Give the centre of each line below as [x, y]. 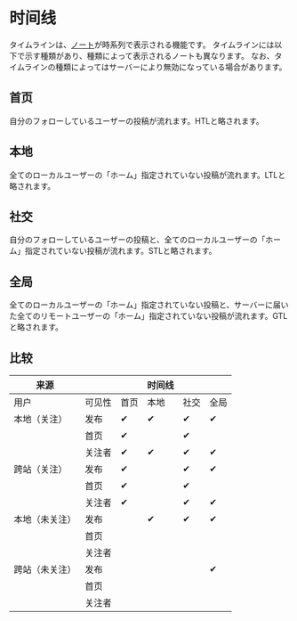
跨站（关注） [41, 469]
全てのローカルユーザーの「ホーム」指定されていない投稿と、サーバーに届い [149, 305]
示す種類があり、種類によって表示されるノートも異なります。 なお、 [149, 55]
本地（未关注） [45, 519]
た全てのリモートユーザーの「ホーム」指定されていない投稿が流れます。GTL [148, 316]
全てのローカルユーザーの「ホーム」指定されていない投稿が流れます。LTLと [148, 175]
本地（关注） [41, 419]
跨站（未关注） [45, 569]
